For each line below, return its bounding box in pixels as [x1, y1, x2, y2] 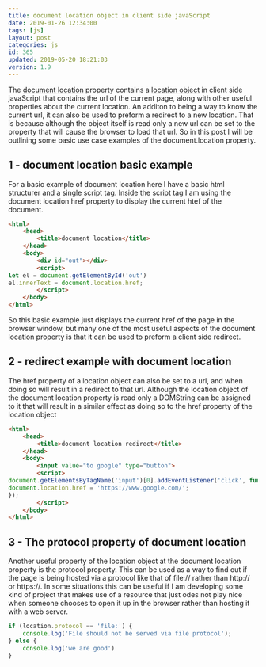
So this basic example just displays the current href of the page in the [8, 315, 235, 325]
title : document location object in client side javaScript [8, 11, 211, 20]
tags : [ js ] [8, 26, 44, 34]
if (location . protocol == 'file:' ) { [8, 623, 133, 631]
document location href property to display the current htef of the [8, 196, 222, 206]
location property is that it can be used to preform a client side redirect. [8, 332, 241, 341]
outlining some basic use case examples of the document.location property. [8, 135, 256, 145]
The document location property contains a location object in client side [8, 85, 243, 94]
